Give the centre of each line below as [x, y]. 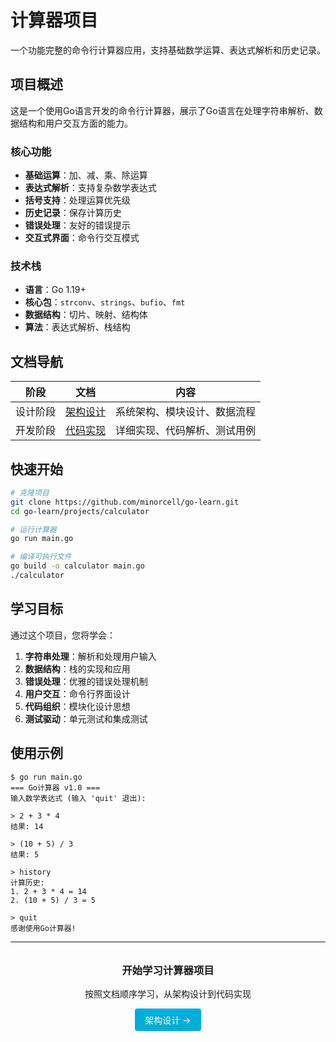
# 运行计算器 [33, 529]
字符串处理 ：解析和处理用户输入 [90, 656]
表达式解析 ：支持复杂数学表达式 [90, 188]
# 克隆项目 [30, 492]
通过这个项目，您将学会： [63, 635]
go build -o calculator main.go [77, 566]
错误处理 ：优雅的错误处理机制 [86, 681]
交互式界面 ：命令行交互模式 [82, 238]
